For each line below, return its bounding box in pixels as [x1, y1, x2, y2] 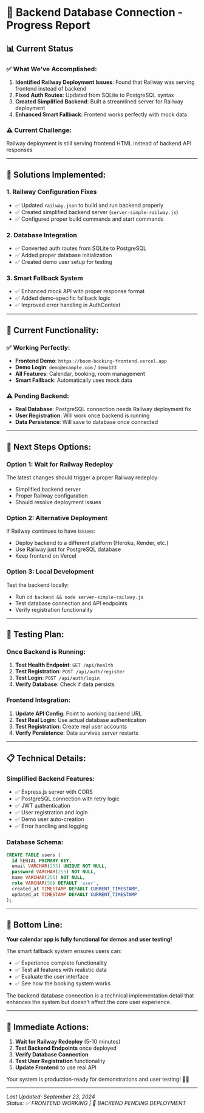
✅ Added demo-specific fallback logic [15, 294, 111, 302]
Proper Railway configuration [15, 492, 88, 499]
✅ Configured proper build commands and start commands [15, 215, 164, 223]
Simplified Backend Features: [6, 775, 95, 783]
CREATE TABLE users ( [6, 851, 61, 858]
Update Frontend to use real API [15, 1064, 97, 1071]
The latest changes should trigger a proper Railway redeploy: [6, 474, 159, 481]
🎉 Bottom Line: [6, 920, 63, 930]
